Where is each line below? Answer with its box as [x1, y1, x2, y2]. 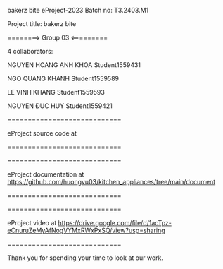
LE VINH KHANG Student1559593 [7, 88, 106, 96]
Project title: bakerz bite [7, 20, 77, 28]
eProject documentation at [7, 170, 84, 179]
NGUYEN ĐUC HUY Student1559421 [7, 102, 113, 110]
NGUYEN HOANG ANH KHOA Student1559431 [7, 61, 141, 69]
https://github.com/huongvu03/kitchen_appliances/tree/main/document [7, 178, 216, 186]
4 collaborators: [7, 47, 53, 55]
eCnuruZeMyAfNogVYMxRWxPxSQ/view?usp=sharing [7, 226, 165, 234]
